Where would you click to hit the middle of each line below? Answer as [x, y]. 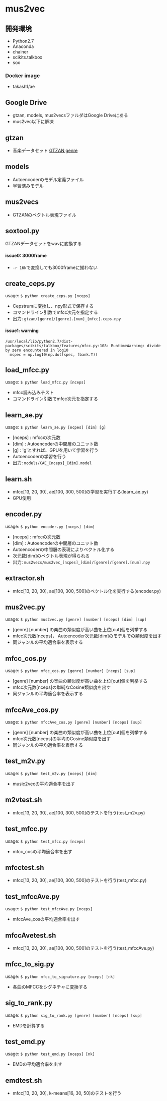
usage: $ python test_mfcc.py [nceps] [46, 841]
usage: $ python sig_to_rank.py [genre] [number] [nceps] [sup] [74, 1015]
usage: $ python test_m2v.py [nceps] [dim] [51, 773]
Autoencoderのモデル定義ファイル [48, 179]
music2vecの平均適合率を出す [44, 784]
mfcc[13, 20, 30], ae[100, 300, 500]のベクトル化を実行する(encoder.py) [87, 591]
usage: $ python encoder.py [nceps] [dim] [50, 526]
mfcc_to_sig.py [30, 964]
